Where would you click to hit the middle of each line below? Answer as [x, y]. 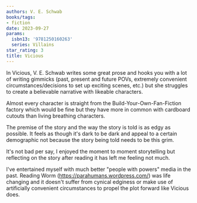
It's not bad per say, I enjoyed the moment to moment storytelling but [90, 151]
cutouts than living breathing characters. [56, 116]
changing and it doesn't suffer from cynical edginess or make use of [90, 182]
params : [16, 34]
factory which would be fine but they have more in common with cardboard [98, 109]
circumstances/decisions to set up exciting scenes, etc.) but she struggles [97, 85]
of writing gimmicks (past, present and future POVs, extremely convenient [96, 79]
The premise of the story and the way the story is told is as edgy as [88, 127]
